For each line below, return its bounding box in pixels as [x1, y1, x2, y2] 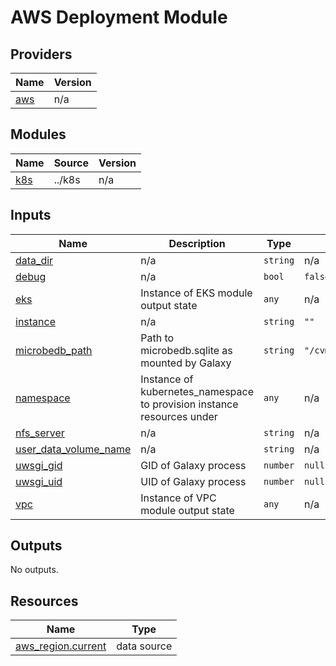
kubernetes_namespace [140, 384, 254, 398]
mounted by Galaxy [140, 356, 232, 370]
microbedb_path [15, 343, 93, 357]
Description [168, 236, 226, 250]
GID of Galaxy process [140, 458, 247, 472]
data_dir [15, 253, 54, 267]
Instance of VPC [140, 491, 217, 505]
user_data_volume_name [15, 442, 132, 456]
